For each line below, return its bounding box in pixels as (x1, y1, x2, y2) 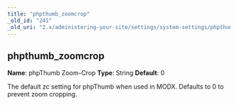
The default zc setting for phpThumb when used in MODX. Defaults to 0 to (7, 82, 225, 91)
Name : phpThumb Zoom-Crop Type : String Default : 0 (7, 69, 165, 77)
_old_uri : (7, 23, 37, 31)
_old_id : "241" (7, 17, 52, 24)
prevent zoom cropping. (7, 90, 78, 99)
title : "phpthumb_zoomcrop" (7, 10, 91, 18)
